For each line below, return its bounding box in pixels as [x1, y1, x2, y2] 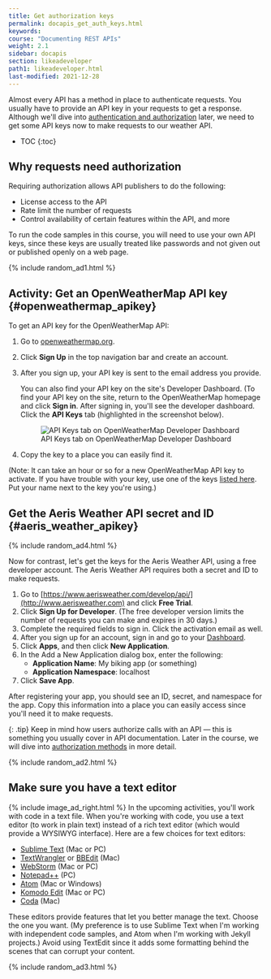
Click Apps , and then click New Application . [19, 641, 170, 651]
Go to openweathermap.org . [19, 336, 115, 346]
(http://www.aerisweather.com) [19, 598, 126, 608]
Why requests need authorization [8, 160, 182, 174]
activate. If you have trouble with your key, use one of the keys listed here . [8, 474, 257, 484]
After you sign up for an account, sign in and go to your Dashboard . [19, 633, 246, 643]
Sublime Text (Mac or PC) [19, 844, 107, 854]
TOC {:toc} [19, 136, 57, 146]
